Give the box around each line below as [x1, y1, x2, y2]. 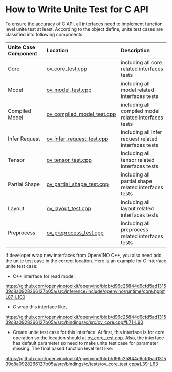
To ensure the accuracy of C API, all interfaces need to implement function [5, 21, 163, 27]
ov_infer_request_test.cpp [46, 135, 109, 142]
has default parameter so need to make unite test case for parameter [12, 340, 159, 346]
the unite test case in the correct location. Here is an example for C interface [5, 258, 167, 264]
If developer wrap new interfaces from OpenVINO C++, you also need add [5, 252, 162, 258]
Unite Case [8, 44, 36, 51]
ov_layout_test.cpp [46, 205, 91, 212]
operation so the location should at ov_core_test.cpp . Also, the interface [12, 335, 164, 341]
